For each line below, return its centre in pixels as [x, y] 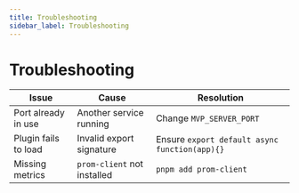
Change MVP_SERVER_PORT [207, 118]
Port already [39, 113]
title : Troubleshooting [53, 17]
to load [28, 149]
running [93, 124]
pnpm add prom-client [201, 169]
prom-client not [110, 164]
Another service [110, 113]
